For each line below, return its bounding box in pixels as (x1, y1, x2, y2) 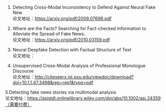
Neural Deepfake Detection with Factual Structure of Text (12, 47, 132, 52)
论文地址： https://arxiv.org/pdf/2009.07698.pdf (12, 15, 112, 21)
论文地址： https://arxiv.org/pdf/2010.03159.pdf (12, 37, 110, 42)
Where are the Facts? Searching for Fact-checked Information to (12, 25, 147, 31)
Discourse (12, 68, 34, 74)
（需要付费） (5, 101, 32, 107)
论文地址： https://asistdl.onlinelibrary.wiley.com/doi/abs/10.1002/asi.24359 (5, 95, 161, 101)
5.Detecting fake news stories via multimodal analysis (5, 89, 117, 95)
